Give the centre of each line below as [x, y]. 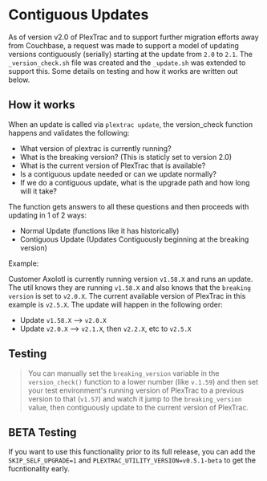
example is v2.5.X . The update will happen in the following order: [115, 304]
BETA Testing [42, 432]
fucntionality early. [39, 469]
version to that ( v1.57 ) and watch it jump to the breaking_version [135, 398]
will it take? [38, 191]
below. [19, 79]
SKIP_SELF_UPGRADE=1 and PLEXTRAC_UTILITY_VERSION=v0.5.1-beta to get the [132, 460]
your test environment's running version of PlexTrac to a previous [136, 390]
